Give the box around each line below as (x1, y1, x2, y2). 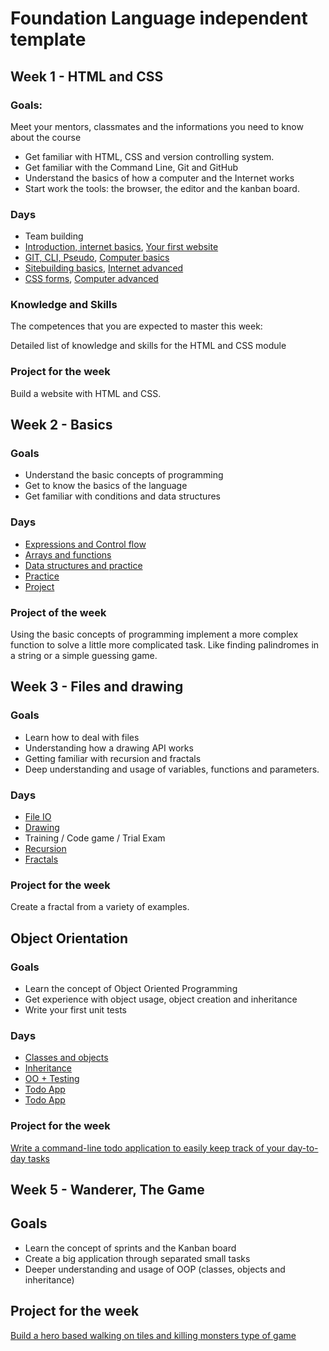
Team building (24, 230, 84, 242)
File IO (24, 811, 52, 823)
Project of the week (10, 605, 107, 619)
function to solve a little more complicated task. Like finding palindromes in (10, 639, 320, 651)
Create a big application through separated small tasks (24, 1252, 251, 1264)
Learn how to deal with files (24, 731, 140, 743)
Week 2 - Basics (10, 417, 113, 434)
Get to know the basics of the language (24, 480, 188, 492)
